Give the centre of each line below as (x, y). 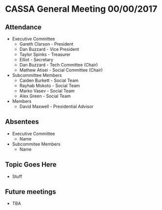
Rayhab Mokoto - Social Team (50, 86)
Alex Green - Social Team (45, 96)
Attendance (23, 27)
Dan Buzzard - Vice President (49, 49)
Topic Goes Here (31, 165)
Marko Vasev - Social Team (47, 91)
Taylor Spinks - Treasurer (45, 54)
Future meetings (30, 192)
